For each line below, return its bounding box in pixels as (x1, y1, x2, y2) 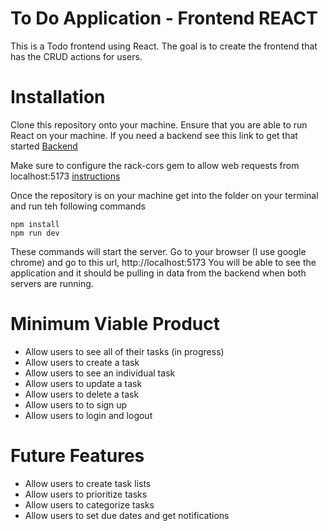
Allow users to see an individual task (24, 367, 176, 379)
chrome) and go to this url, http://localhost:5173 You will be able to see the (10, 256, 317, 268)
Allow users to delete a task (24, 388, 140, 400)
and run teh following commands (10, 200, 146, 212)
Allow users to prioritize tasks (24, 488, 148, 500)
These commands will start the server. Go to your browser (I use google (10, 245, 307, 257)
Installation (10, 86, 106, 109)
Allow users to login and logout (24, 409, 153, 421)
